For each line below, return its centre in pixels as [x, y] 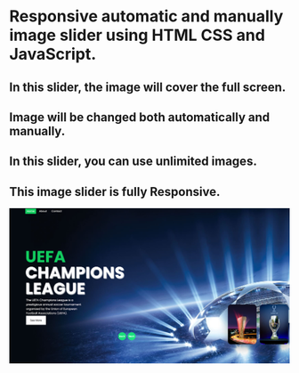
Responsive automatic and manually [146, 16]
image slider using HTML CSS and [137, 35]
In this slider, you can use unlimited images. [133, 162]
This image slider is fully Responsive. [115, 192]
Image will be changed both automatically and [140, 117]
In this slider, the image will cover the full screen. [148, 87]
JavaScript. [53, 54]
